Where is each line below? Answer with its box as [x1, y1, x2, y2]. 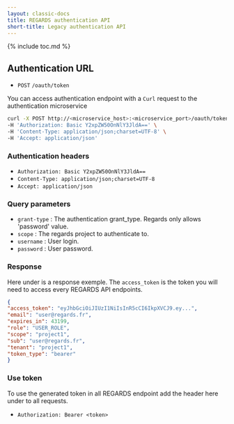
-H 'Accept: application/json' [7, 134, 98, 141]
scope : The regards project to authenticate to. [17, 230, 150, 238]
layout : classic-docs [7, 10, 70, 17]
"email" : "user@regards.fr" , [7, 311, 92, 319]
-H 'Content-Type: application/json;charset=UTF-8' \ [7, 128, 167, 135]
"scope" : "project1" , [7, 331, 70, 338]
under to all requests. [7, 396, 68, 405]
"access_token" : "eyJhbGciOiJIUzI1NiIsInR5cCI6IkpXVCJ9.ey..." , [7, 305, 198, 312]
